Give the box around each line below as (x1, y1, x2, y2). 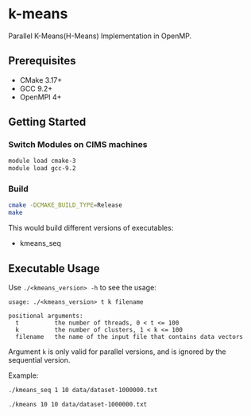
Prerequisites (8, 54, 76, 68)
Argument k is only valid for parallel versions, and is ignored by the (8, 347, 226, 356)
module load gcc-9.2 (8, 165, 77, 173)
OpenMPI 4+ (19, 92, 62, 102)
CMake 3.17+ (19, 75, 63, 84)
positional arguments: (8, 312, 83, 321)
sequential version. (8, 356, 71, 365)
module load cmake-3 (8, 157, 77, 165)
